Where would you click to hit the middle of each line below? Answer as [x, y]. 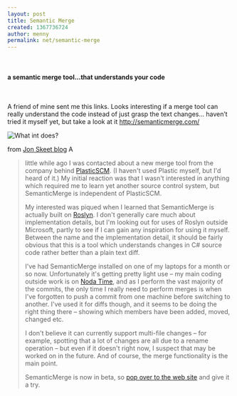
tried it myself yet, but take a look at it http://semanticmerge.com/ [104, 122]
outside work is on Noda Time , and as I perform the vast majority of [124, 281]
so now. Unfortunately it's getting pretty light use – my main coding [123, 274]
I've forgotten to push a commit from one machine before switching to [127, 297]
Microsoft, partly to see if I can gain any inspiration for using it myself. [127, 230]
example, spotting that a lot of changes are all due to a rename [116, 341]
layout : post [27, 14]
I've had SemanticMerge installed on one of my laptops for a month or [127, 266]
